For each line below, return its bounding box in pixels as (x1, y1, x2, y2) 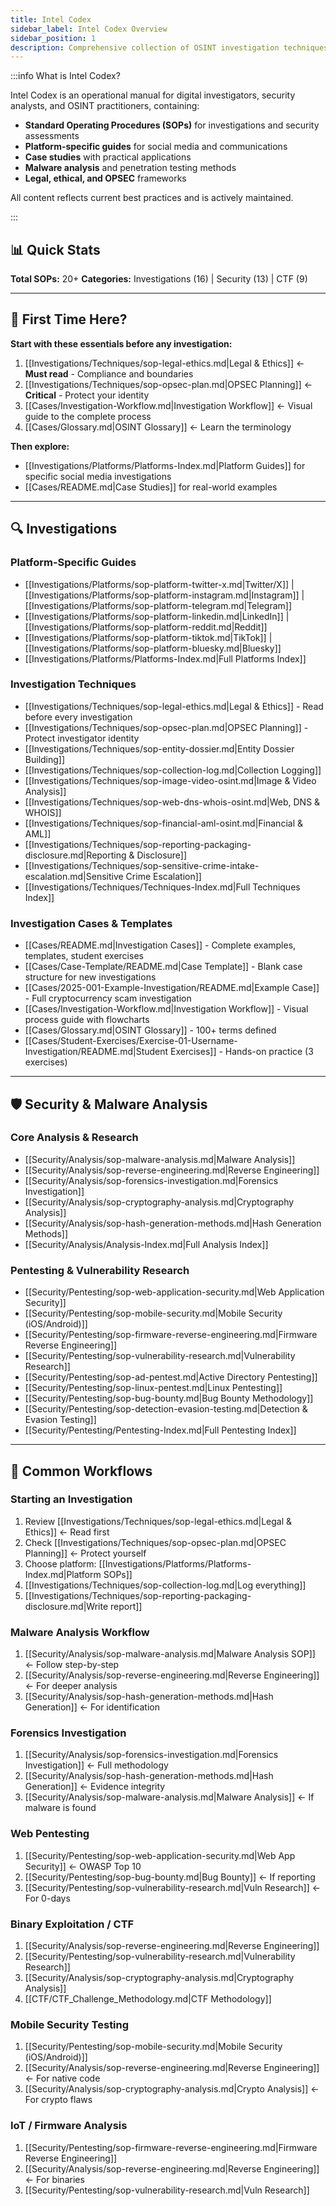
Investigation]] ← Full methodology (24, 1759, 169, 1771)
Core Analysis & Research (10, 1131, 139, 1145)
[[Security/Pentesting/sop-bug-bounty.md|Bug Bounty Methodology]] (24, 1392, 314, 1405)
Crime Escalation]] (125, 870, 202, 882)
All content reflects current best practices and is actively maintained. (10, 192, 294, 204)
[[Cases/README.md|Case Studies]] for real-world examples (24, 481, 278, 493)
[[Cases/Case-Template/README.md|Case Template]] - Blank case (24, 961, 303, 973)
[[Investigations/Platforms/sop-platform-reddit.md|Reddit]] (24, 621, 268, 633)
